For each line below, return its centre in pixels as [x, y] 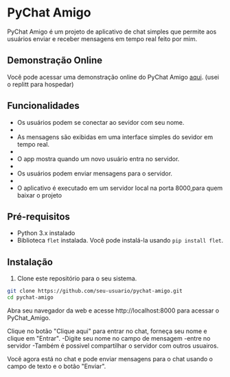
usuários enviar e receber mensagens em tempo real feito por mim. [102, 38]
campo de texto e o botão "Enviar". [57, 366]
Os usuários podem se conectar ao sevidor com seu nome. [101, 122]
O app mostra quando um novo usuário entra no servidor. [98, 158]
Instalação [30, 262]
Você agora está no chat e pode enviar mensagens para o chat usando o [110, 358]
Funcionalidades [44, 106]
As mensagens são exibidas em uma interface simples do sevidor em [115, 137]
